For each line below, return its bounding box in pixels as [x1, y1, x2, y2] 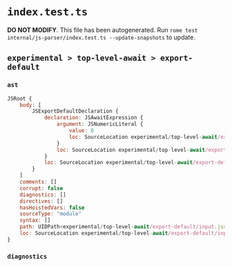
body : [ [19, 101, 41, 108]
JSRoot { [7, 95, 32, 102]
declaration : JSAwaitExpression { [43, 115, 144, 121]
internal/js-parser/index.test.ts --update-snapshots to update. [7, 33, 195, 41]
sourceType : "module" [19, 210, 81, 217]
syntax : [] [19, 217, 51, 224]
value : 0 [68, 127, 95, 134]
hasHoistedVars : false [19, 204, 85, 211]
